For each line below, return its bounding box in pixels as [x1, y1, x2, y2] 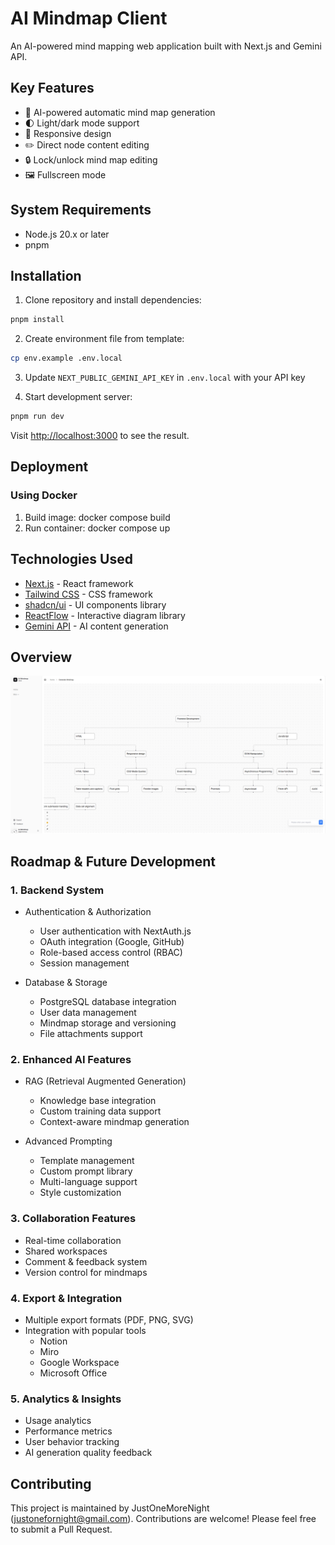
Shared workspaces [24, 1245, 108, 1257]
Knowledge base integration [39, 1095, 157, 1107]
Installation [10, 267, 82, 284]
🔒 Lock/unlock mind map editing [24, 153, 158, 166]
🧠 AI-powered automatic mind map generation [24, 106, 216, 118]
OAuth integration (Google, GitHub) [39, 936, 185, 947]
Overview [10, 648, 73, 666]
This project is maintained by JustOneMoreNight [10, 1502, 210, 1514]
